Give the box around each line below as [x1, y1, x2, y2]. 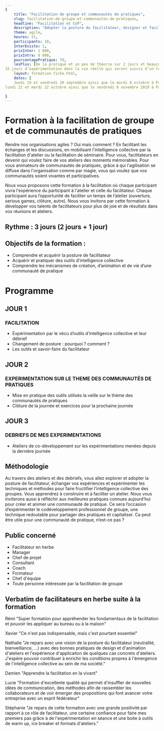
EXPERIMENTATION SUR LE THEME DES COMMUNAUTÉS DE [5, 375, 152, 382]
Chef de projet [12, 555, 41, 561]
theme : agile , [14, 30, 42, 35]
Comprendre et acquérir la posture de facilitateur [12, 252, 111, 258]
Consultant [12, 560, 35, 566]
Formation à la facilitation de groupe [5, 115, 155, 126]
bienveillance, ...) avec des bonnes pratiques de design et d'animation [5, 645, 146, 651]
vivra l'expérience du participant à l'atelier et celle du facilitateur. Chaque [5, 187, 152, 194]
